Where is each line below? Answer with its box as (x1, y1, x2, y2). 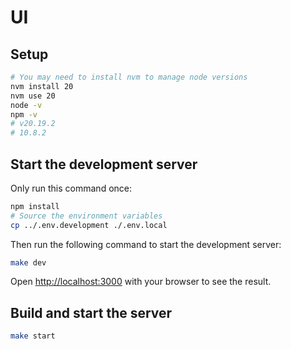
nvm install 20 (10, 81, 74, 91)
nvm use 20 (10, 91, 56, 101)
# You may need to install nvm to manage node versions (10, 72, 248, 82)
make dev (10, 257, 47, 268)
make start (10, 331, 56, 341)
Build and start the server (10, 304, 173, 321)
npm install (10, 201, 60, 211)
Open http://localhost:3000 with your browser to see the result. (10, 276, 272, 288)
